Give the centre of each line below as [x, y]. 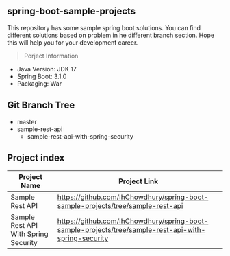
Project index [36, 158]
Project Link [139, 181]
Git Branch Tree [41, 105]
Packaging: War [39, 83]
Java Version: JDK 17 [47, 69]
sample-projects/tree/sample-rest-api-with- [131, 230]
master [27, 121]
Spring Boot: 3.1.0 [42, 76]
